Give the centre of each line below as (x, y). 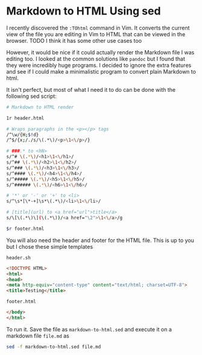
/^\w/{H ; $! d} (23, 135)
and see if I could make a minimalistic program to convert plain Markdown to (101, 71)
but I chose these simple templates (50, 246)
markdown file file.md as (38, 336)
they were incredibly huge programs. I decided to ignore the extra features (99, 65)
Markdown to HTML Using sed (84, 11)
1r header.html (25, 118)
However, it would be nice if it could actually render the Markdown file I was (100, 52)
